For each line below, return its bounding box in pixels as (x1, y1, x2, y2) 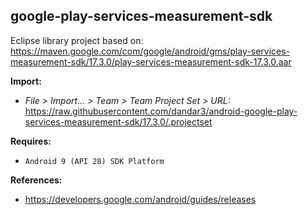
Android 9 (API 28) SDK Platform (24, 156, 165, 166)
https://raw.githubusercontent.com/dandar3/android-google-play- (24, 105, 298, 117)
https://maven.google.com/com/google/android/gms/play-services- (10, 45, 291, 57)
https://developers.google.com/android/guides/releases (24, 193, 257, 205)
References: (10, 174, 63, 186)
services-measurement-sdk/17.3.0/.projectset (24, 115, 213, 128)
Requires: (10, 135, 52, 147)
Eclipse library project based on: (10, 34, 144, 46)
